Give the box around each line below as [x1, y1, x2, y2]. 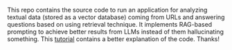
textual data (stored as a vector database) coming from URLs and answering [7, 13, 225, 21]
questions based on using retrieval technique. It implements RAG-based [7, 21, 213, 28]
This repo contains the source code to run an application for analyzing [7, 6, 208, 14]
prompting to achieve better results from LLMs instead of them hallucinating [7, 27, 224, 36]
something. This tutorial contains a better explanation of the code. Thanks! [7, 35, 220, 43]
